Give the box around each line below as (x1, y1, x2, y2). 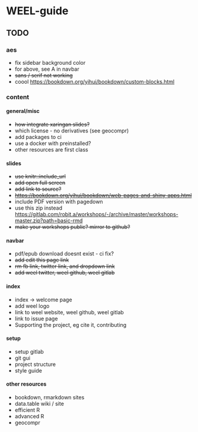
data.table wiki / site (14, 400, 64, 408)
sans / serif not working (14, 71, 73, 78)
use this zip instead (14, 204, 62, 212)
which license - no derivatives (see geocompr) (14, 127, 129, 134)
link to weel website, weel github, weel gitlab (14, 308, 124, 316)
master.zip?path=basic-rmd (14, 217, 83, 224)
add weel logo (14, 302, 50, 310)
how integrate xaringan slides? (14, 121, 90, 128)
